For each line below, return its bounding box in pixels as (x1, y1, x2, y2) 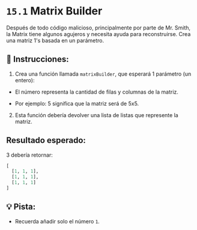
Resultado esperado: (6, 135, 86, 145)
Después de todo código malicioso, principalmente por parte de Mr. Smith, (6, 24, 191, 31)
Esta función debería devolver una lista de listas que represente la (14, 111, 178, 118)
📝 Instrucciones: (6, 54, 69, 64)
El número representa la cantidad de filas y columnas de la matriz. (14, 88, 179, 95)
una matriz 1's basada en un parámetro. (6, 37, 104, 44)
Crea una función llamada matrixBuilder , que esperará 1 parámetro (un (14, 70, 192, 77)
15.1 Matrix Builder (6, 4, 103, 18)
